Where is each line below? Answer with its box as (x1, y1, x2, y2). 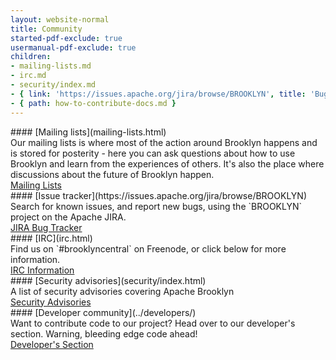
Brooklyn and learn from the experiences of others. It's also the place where (10, 157, 325, 170)
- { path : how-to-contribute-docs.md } (10, 98, 177, 108)
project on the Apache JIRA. (10, 211, 127, 223)
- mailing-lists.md (10, 61, 92, 71)
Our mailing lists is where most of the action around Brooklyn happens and (10, 136, 318, 148)
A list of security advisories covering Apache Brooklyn (10, 285, 235, 297)
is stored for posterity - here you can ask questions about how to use (10, 147, 296, 159)
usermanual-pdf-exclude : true (10, 42, 137, 53)
